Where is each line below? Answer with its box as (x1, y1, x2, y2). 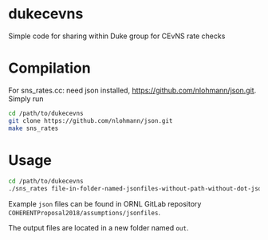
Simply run (8, 93, 44, 104)
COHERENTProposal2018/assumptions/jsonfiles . (8, 208, 161, 218)
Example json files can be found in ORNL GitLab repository (8, 199, 202, 209)
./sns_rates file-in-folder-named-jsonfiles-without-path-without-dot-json (8, 185, 266, 193)
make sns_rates (8, 124, 59, 132)
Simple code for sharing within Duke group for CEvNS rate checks (8, 31, 226, 41)
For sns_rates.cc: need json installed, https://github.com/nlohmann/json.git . (8, 85, 257, 95)
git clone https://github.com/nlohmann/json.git (8, 116, 173, 124)
